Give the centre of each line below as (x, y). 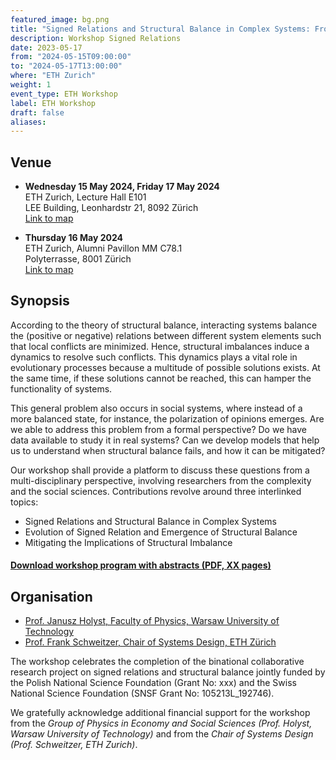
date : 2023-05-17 (46, 47)
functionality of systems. (61, 388)
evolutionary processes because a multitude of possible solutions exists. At (165, 367)
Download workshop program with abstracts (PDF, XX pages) (141, 565)
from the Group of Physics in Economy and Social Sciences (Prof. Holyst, (161, 723)
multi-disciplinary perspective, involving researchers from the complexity (161, 480)
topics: (24, 502)
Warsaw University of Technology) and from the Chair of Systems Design (162, 734)
